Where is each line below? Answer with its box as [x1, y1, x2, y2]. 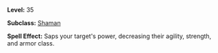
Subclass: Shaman [7, 19, 61, 26]
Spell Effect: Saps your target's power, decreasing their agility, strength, [7, 32, 212, 40]
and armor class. [7, 39, 55, 47]
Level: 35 [7, 6, 34, 14]
